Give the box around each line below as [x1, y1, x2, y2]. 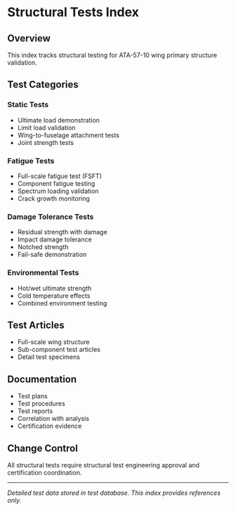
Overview [7, 32, 51, 44]
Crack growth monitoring [17, 194, 90, 203]
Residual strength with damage [17, 228, 107, 236]
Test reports [17, 407, 53, 415]
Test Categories [7, 79, 79, 91]
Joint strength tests [17, 138, 74, 146]
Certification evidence [17, 422, 82, 430]
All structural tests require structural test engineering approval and [7, 461, 200, 469]
